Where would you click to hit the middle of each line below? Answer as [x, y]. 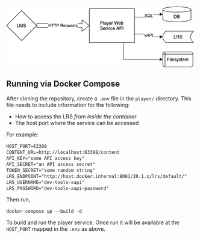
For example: [23, 134]
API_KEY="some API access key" [45, 158]
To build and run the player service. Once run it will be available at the [93, 222]
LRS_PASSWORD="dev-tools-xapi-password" [58, 188]
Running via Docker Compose [63, 84]
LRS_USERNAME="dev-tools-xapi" [45, 182]
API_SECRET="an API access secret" [51, 164]
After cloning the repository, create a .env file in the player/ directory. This [99, 98]
